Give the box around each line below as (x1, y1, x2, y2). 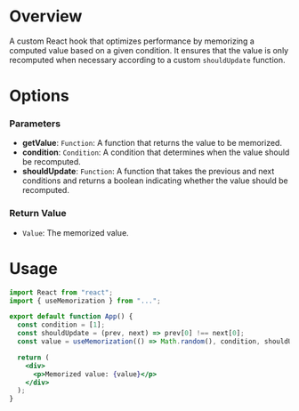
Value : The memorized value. (21, 227, 129, 238)
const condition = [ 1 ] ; (17, 320, 105, 330)
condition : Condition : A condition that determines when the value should (21, 147, 290, 157)
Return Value (9, 207, 67, 220)
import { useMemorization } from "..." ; (9, 296, 162, 305)
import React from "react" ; (9, 287, 114, 297)
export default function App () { (9, 312, 133, 321)
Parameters (9, 117, 61, 130)
